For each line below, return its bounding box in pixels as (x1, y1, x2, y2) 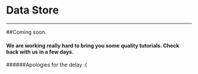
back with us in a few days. (6, 48, 74, 55)
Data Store (6, 4, 59, 17)
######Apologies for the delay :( (6, 61, 87, 68)
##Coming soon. (6, 28, 47, 35)
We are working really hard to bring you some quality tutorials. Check (6, 42, 180, 49)
